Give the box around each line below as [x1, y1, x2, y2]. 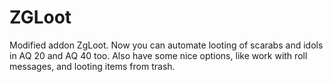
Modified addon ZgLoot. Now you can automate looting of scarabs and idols [9, 39, 324, 51]
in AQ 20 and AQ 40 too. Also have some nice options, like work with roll [9, 49, 308, 61]
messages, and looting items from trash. [9, 60, 176, 72]
